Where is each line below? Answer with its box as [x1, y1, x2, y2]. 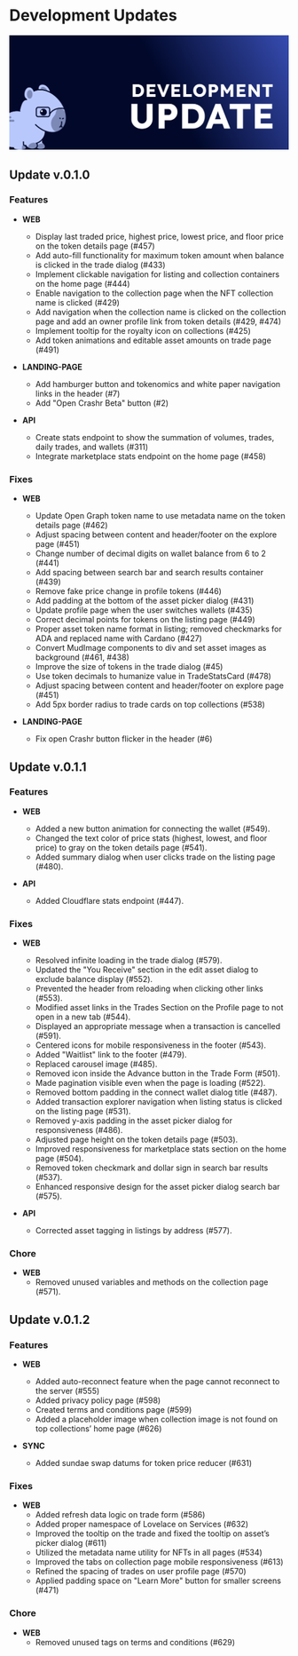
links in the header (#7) [35, 388, 121, 399]
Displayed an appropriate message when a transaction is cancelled [35, 1021, 281, 1032]
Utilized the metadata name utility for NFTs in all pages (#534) [35, 1547, 263, 1558]
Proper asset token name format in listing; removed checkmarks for [35, 623, 282, 635]
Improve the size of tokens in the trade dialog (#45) [35, 662, 223, 672]
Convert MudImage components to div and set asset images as [35, 643, 267, 654]
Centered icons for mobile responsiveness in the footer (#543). [35, 1040, 266, 1050]
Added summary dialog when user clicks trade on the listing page [35, 852, 276, 862]
